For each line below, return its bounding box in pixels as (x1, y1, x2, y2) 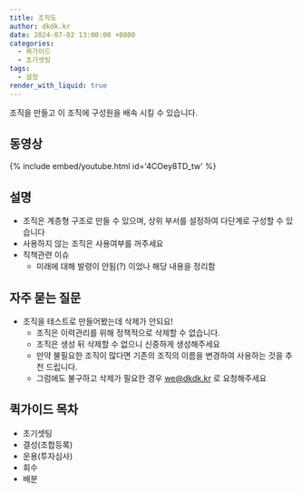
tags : (9, 65, 30, 74)
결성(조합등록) (22, 438, 73, 450)
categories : (9, 38, 54, 48)
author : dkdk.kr (9, 22, 71, 31)
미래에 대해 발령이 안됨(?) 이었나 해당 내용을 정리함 (35, 261, 216, 272)
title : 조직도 (9, 13, 57, 23)
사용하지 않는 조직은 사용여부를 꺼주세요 (22, 238, 164, 249)
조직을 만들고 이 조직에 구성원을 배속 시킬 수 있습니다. (9, 106, 198, 118)
